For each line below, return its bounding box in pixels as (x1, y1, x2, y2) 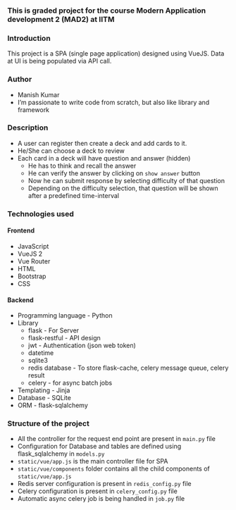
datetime (27, 349, 54, 357)
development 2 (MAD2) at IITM (7, 14, 115, 24)
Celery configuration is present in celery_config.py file (17, 487, 178, 495)
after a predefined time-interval (27, 191, 120, 199)
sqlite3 (27, 356, 48, 365)
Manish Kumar (17, 90, 60, 99)
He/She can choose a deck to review (17, 147, 125, 155)
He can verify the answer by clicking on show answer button (27, 168, 201, 178)
